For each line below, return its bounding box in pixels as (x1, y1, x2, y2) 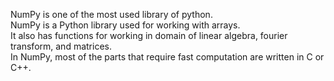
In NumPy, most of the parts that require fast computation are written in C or (10, 51, 325, 63)
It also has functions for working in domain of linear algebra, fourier (10, 30, 288, 41)
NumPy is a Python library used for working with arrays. (10, 19, 241, 31)
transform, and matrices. (10, 40, 112, 52)
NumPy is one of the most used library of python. (10, 9, 213, 20)
